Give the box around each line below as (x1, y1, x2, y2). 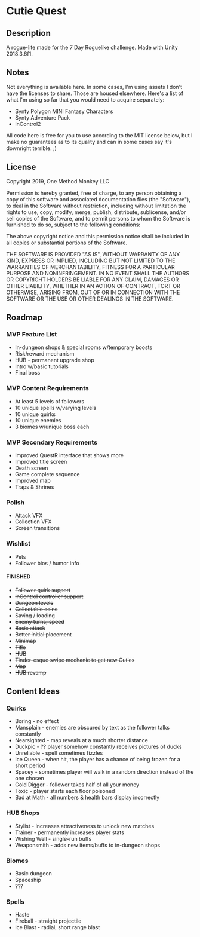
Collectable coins (14, 605, 58, 613)
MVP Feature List (6, 330, 57, 338)
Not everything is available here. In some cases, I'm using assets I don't (6, 83, 183, 90)
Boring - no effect (14, 718, 59, 725)
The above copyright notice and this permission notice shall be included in (6, 232, 189, 240)
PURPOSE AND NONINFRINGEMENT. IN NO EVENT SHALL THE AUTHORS (6, 270, 190, 277)
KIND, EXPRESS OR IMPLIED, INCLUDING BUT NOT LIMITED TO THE (6, 257, 176, 264)
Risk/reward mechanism (14, 350, 75, 357)
